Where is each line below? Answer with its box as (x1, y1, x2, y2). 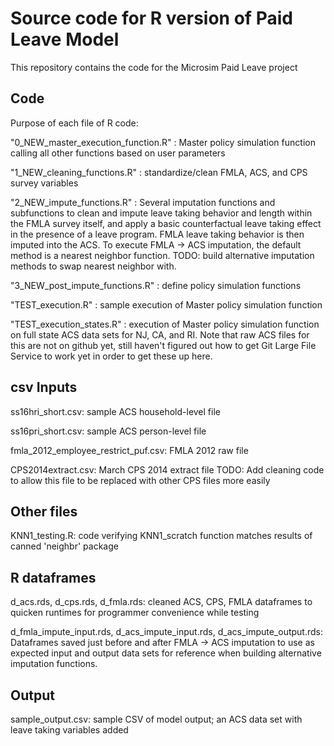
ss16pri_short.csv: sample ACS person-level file (10, 425, 207, 437)
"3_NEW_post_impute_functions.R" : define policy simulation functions (10, 279, 302, 291)
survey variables (10, 177, 79, 189)
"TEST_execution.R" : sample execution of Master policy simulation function (10, 298, 323, 311)
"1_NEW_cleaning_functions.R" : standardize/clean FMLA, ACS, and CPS (10, 166, 308, 178)
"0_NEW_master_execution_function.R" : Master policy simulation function (10, 136, 316, 148)
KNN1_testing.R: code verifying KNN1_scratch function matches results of (10, 530, 313, 542)
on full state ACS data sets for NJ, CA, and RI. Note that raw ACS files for (10, 328, 310, 341)
